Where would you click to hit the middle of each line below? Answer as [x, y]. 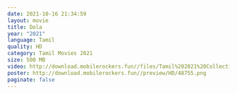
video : [17, 66]
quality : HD [25, 47]
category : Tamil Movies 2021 [50, 54]
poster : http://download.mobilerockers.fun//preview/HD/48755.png [107, 73]
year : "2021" [26, 34]
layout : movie [28, 20]
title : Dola [25, 27]
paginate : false [31, 80]
